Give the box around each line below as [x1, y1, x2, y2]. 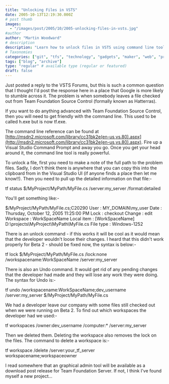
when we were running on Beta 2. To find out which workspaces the [5, 307, 147, 313]
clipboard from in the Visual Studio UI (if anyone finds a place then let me [5, 170, 157, 176]
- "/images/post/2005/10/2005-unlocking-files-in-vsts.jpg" [10, 26, 138, 31]
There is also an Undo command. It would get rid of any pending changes [5, 267, 157, 272]
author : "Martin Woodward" [5, 36, 62, 41]
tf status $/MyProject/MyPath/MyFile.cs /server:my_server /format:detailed [5, 185, 161, 191]
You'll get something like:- [5, 195, 59, 201]
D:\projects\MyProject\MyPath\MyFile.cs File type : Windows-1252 [5, 221, 143, 227]
